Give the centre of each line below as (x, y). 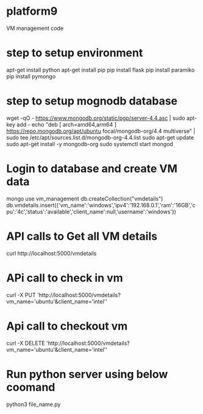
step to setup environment (75, 53)
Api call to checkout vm (67, 326)
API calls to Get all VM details (82, 236)
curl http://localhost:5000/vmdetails (52, 253)
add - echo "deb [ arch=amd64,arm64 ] (67, 124)
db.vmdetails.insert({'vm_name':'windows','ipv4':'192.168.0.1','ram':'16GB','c (101, 205)
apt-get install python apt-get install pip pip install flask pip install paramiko (101, 70)
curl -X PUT (21, 295)
